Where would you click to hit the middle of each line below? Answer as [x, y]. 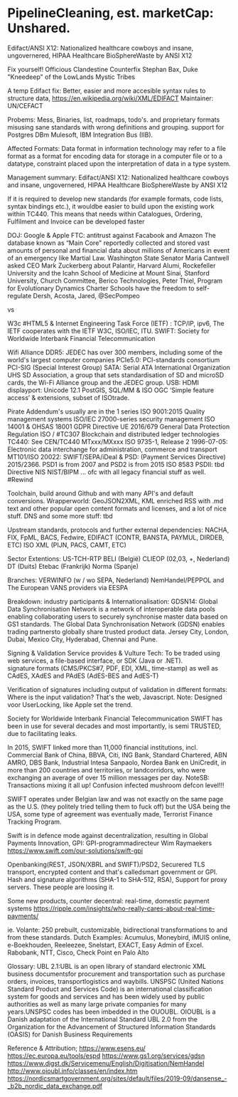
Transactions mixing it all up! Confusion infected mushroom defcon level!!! [116, 785]
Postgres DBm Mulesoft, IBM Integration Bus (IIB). [80, 135]
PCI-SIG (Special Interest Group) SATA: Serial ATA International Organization [119, 367]
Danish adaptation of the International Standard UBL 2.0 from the [102, 1019]
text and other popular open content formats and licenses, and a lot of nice [117, 508]
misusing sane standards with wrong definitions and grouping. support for [116, 127]
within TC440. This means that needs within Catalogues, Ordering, [105, 214]
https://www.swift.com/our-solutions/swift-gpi [75, 850]
